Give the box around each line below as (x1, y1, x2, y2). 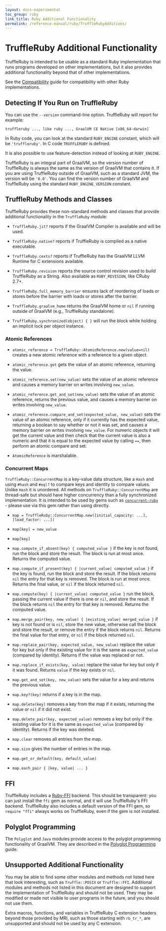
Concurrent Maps (5, 465, 48, 472)
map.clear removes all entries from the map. (12, 736, 102, 742)
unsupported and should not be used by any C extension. (5, 920, 122, 926)
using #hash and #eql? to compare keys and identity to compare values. (5, 481, 151, 487)
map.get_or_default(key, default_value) (12, 756, 97, 761)
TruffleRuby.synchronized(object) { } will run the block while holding (12, 318, 157, 324)
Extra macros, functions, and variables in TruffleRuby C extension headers (5, 910, 157, 916)
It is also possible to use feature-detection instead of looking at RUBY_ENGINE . (5, 150, 161, 156)
